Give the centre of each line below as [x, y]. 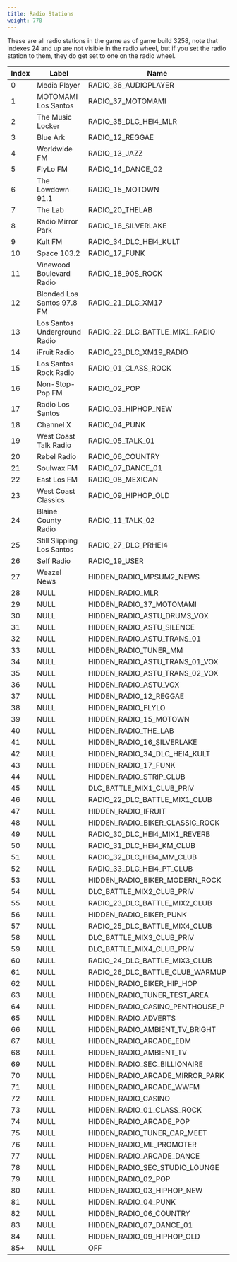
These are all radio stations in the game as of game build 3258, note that [113, 40]
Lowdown [53, 190]
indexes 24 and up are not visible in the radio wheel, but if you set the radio [117, 48]
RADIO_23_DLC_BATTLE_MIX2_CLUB [150, 903]
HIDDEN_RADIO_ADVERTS [132, 1018]
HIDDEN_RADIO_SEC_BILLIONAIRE [145, 1064]
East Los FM [57, 480]
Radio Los [53, 404]
